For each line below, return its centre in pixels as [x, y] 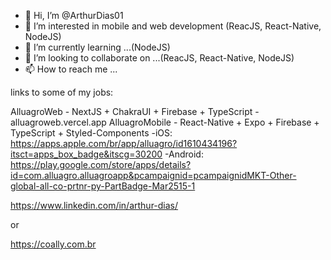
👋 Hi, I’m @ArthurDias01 [74, 15]
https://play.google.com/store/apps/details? [101, 164]
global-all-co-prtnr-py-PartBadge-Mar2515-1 [103, 186]
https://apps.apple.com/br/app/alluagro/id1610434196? [124, 143]
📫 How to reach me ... [71, 69]
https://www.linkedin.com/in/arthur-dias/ [94, 205]
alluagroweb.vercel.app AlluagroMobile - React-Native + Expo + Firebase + [165, 122]
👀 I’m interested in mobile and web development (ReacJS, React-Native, [173, 26]
